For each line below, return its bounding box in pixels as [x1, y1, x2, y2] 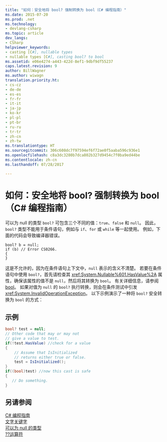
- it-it [5, 101, 22, 106]
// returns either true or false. [14, 355, 86, 360]
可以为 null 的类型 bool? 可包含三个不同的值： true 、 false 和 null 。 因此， [5, 220, 158, 226]
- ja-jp [5, 106, 22, 111]
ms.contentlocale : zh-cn [5, 157, 57, 162]
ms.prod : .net [5, 17, 35, 22]
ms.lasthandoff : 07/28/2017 [5, 162, 64, 167]
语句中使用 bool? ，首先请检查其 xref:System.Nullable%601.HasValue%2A [5, 272, 157, 278]
